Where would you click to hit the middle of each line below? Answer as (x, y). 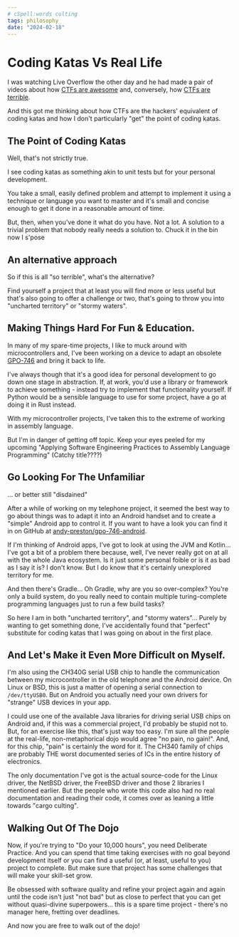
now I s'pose (26, 237)
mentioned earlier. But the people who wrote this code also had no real (111, 790)
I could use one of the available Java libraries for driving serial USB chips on (119, 716)
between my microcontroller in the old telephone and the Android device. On (119, 680)
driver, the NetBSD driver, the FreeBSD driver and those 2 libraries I (106, 783)
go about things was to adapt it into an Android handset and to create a (112, 515)
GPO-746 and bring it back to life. (57, 360)
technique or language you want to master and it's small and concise (108, 201)
